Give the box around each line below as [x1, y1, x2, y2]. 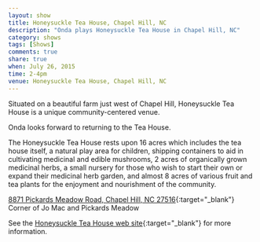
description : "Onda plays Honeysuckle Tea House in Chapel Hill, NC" [8, 26, 241, 34]
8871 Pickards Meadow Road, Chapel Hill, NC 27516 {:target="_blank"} [8, 194, 235, 204]
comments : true [8, 48, 58, 56]
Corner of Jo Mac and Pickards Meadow [8, 203, 140, 212]
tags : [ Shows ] [8, 41, 55, 49]
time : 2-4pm [8, 70, 47, 78]
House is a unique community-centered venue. [8, 107, 160, 116]
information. [8, 226, 48, 236]
